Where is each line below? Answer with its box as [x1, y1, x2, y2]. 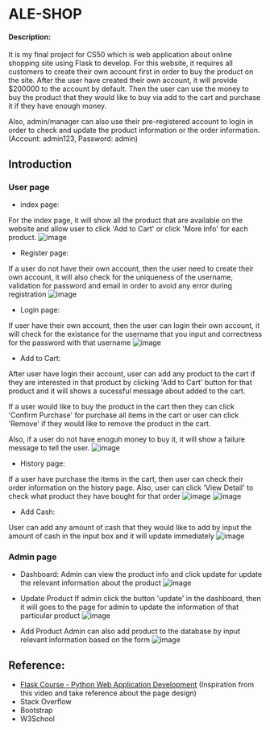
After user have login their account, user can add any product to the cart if [8, 369, 255, 379]
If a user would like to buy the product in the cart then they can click [8, 402, 235, 412]
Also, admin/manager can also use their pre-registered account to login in [8, 117, 254, 127]
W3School [19, 714, 55, 724]
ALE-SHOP [8, 5, 82, 23]
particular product [19, 611, 81, 620]
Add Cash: [19, 507, 56, 516]
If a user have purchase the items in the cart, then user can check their [8, 475, 244, 484]
